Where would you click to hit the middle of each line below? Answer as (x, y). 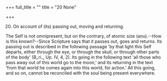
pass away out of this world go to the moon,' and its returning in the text (79, 62)
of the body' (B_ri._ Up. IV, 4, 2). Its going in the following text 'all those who (83, 57)
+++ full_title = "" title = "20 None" (41, 7)
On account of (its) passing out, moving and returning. (68, 26)
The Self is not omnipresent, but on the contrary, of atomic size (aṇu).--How (84, 36)
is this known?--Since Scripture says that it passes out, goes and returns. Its (84, 41)
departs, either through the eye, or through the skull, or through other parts (83, 52)
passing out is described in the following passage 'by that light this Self (79, 46)
